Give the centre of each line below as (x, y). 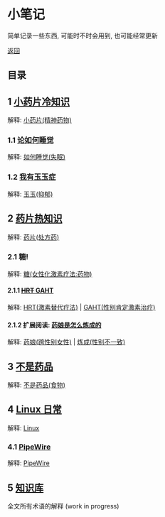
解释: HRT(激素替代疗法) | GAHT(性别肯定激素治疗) (81, 308)
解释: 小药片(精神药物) (40, 120)
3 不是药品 (30, 366)
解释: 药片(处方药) (33, 237)
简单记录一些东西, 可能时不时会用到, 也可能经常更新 (82, 36)
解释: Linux (23, 428)
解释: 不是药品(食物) (37, 385)
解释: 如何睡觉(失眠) (37, 157)
